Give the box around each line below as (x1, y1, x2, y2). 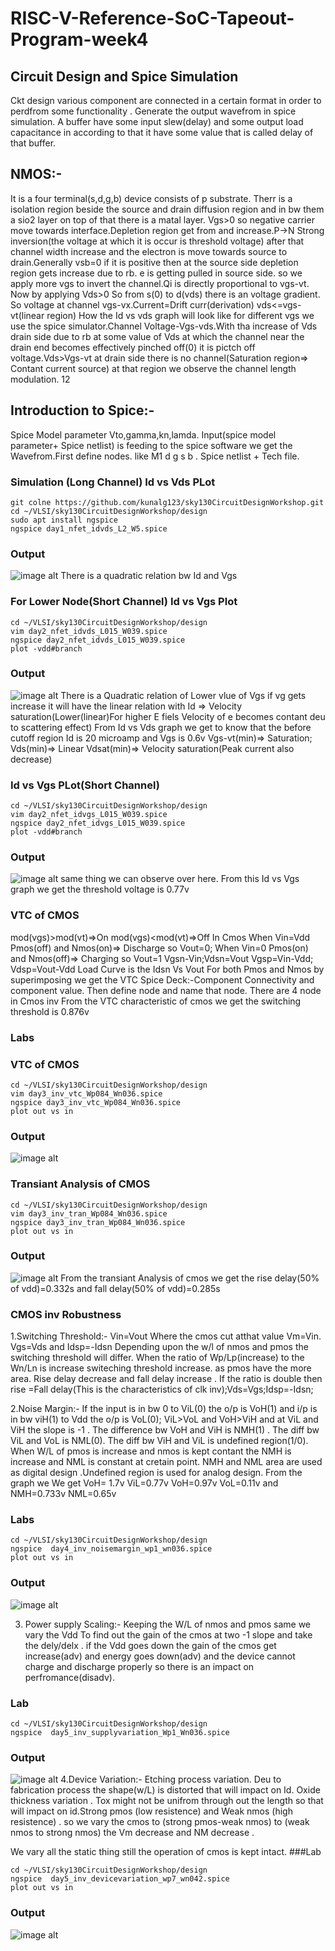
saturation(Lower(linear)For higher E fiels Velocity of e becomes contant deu (10, 710, 326, 722)
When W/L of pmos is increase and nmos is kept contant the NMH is (10, 1445, 292, 1457)
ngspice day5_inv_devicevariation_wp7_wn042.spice (10, 1874, 230, 1884)
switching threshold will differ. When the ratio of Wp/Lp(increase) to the (10, 1352, 305, 1364)
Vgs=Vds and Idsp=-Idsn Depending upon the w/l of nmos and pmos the (10, 1341, 309, 1353)
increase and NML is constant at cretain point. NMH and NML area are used (10, 1456, 323, 1468)
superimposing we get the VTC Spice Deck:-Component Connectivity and (10, 973, 315, 986)
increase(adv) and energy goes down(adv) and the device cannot (24, 1650, 296, 1662)
